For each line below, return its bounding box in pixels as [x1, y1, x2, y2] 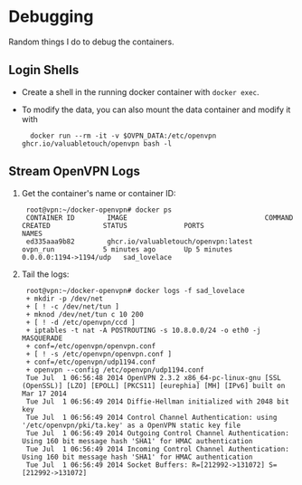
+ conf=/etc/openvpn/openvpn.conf [25, 341, 156, 350]
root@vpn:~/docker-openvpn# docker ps [25, 205, 173, 214]
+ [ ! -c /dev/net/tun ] [25, 301, 119, 311]
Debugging [8, 6, 94, 27]
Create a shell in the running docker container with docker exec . [21, 86, 260, 97]
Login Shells [8, 62, 80, 78]
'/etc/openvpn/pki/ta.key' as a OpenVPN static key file [21, 421, 241, 430]
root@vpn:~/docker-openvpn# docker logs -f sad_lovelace [25, 286, 245, 295]
